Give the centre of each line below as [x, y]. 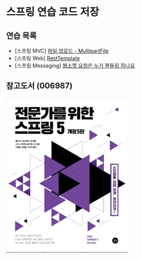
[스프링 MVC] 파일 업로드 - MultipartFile [62, 51]
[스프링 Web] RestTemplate [47, 58]
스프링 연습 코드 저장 [53, 12]
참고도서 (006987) [39, 86]
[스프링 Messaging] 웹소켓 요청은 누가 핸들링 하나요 [75, 66]
